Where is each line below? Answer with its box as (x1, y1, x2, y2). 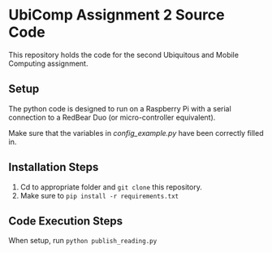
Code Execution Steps (8, 214, 123, 228)
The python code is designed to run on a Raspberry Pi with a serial (8, 103, 231, 113)
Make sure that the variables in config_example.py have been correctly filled (8, 128, 264, 137)
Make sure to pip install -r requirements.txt (19, 190, 179, 200)
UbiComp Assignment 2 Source (8, 6, 225, 24)
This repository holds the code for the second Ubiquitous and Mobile (8, 50, 240, 59)
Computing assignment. (8, 59, 89, 68)
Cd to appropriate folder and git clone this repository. (19, 181, 203, 192)
